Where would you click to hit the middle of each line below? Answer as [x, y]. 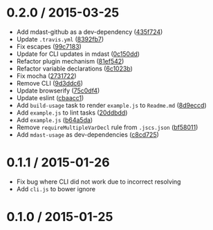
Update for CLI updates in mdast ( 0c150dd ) [78, 54]
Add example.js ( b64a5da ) [55, 119]
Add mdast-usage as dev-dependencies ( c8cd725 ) [88, 134]
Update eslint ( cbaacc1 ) [50, 97]
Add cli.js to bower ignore [56, 189]
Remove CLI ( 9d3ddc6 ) [50, 83]
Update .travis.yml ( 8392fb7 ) [60, 39]
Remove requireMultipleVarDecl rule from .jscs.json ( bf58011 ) [107, 127]
